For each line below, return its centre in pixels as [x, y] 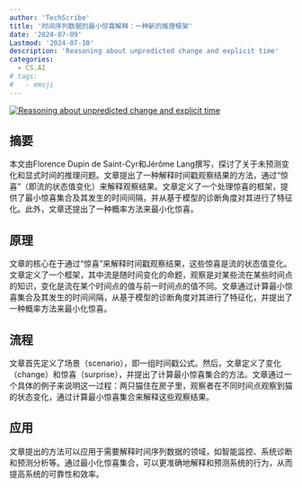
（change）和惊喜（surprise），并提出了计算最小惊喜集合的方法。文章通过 [147, 375]
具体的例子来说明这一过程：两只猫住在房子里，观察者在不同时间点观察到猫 [155, 386]
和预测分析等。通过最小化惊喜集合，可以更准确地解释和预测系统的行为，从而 [151, 462]
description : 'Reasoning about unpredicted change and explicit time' [144, 51]
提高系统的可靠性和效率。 [57, 474]
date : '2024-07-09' [46, 34]
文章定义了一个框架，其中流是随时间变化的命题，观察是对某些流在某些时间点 [151, 275]
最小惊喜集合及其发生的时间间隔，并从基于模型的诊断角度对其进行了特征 [159, 198]
